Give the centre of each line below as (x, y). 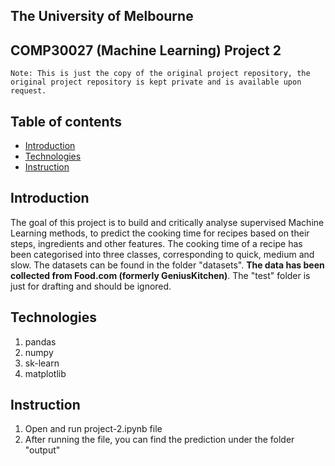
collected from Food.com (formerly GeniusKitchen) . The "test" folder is (160, 275)
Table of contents (66, 121)
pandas (40, 341)
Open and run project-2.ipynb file (93, 429)
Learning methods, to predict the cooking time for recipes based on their (160, 233)
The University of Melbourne (102, 16)
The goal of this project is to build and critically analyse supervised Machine (167, 222)
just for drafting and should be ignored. (91, 286)
